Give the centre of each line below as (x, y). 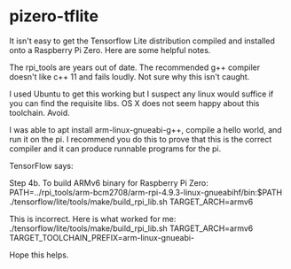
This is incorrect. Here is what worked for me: (93, 219)
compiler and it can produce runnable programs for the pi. (115, 149)
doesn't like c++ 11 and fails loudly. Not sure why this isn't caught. (130, 76)
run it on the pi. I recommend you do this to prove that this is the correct (141, 139)
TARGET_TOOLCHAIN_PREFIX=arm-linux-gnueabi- (102, 237)
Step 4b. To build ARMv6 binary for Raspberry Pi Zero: (109, 182)
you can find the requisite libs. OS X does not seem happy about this (134, 103)
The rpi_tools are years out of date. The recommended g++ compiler (134, 67)
